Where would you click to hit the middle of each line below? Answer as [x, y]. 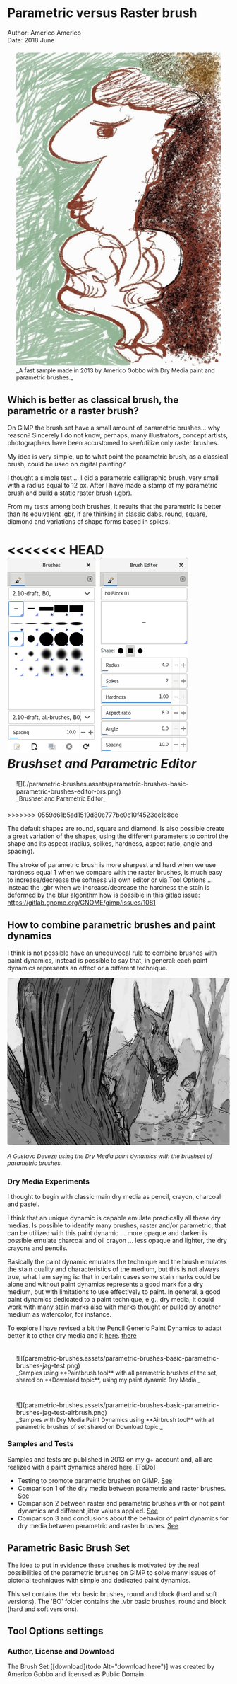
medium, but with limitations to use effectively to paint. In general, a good [114, 1292]
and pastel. [24, 1204]
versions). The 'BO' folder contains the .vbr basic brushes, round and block [117, 1601]
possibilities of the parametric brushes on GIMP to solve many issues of [112, 1572]
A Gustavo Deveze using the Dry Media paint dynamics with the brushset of [110, 1156]
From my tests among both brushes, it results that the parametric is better [115, 507]
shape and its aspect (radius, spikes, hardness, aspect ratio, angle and [110, 844]
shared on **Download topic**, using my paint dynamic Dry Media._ [109, 1380]
